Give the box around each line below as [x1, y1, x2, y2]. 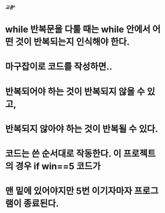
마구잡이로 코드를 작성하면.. [5, 61, 113, 73]
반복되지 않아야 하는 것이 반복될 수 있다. [5, 123, 158, 134]
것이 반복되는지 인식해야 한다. [15, 37, 130, 48]
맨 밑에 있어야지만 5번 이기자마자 [5, 185, 132, 197]
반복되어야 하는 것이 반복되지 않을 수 [5, 86, 145, 97]
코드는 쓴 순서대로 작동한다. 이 [5, 148, 121, 159]
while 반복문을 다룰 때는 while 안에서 [5, 24, 150, 35]
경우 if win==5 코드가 [15, 160, 101, 172]
